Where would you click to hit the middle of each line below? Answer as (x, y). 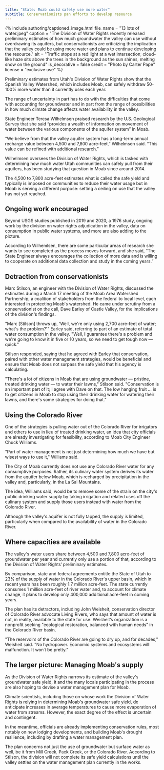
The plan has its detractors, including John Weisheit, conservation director (80, 609)
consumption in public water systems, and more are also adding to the (76, 231)
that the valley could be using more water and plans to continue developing (81, 49)
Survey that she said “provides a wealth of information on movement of (77, 124)
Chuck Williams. (21, 442)
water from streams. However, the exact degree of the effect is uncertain (78, 712)
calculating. (17, 369)
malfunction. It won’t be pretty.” (37, 649)
